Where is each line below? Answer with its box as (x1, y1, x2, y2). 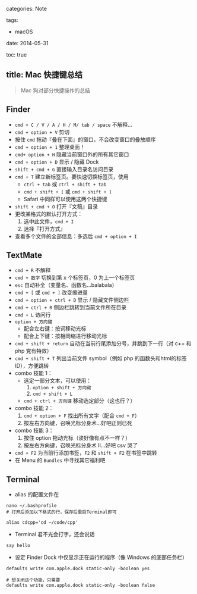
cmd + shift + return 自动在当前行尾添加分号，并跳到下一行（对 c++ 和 (14, 340, 192, 347)
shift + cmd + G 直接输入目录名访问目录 (14, 165, 114, 173)
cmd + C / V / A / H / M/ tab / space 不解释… (14, 121, 132, 128)
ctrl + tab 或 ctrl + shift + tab (23, 180, 107, 187)
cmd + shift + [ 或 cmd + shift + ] (23, 187, 112, 195)
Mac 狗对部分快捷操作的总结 (20, 86, 91, 94)
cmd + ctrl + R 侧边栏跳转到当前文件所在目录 (14, 304, 126, 311)
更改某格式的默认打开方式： (14, 210, 83, 217)
